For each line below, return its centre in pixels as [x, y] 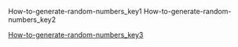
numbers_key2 [32, 20]
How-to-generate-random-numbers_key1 [75, 11]
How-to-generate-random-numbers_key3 [76, 35]
